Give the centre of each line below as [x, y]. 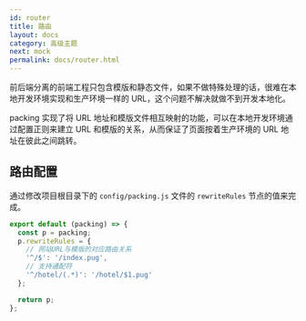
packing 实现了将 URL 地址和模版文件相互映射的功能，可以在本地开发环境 [147, 118]
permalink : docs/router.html [65, 60]
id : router [30, 18]
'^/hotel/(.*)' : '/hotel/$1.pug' [89, 275]
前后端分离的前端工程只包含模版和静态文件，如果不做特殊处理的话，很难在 [149, 87]
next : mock [30, 52]
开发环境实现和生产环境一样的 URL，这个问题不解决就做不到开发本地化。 [154, 98]
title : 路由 [31, 26]
